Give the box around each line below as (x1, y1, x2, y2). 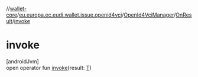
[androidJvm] (6, 57, 40, 65)
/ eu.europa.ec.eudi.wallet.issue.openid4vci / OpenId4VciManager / (17, 11, 176, 18)
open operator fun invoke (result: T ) (6, 64, 92, 71)
